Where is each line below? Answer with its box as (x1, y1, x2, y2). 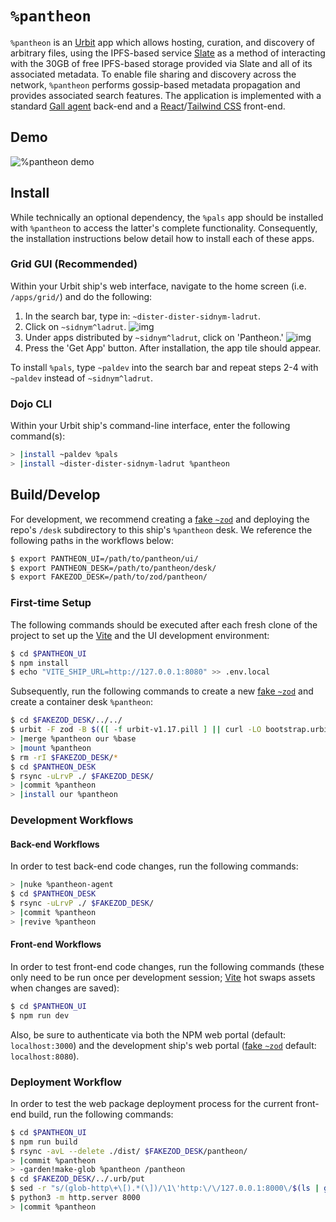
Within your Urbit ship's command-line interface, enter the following (10, 420, 291, 432)
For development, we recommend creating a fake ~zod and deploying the (10, 513, 310, 525)
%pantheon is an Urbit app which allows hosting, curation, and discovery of (10, 36, 316, 48)
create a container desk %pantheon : (10, 696, 153, 708)
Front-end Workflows (10, 938, 102, 951)
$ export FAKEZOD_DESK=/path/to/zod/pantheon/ (10, 572, 208, 582)
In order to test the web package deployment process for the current (10, 1097, 294, 1109)
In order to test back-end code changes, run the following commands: (10, 860, 299, 872)
